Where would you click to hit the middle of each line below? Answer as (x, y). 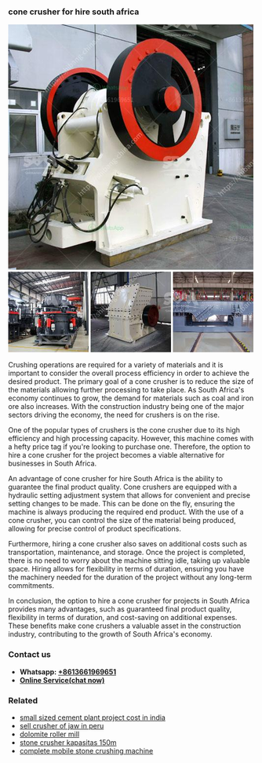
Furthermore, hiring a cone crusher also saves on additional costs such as (127, 544)
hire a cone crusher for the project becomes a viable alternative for (116, 455)
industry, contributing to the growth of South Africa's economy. (111, 634)
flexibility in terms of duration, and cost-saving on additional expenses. (123, 618)
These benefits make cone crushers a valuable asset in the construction (125, 626)
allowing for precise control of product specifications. (95, 529)
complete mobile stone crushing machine (86, 750)
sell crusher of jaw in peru (62, 725)
